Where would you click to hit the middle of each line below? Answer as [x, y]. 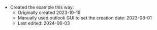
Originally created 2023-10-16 [49, 12]
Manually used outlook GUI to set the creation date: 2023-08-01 [85, 18]
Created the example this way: [42, 7]
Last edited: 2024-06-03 [44, 23]
